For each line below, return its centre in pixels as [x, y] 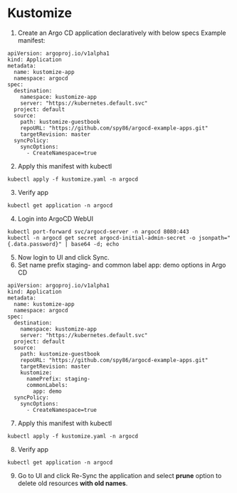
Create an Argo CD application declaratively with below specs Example [122, 33]
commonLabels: [47, 385]
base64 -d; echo [95, 244]
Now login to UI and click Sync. [63, 257]
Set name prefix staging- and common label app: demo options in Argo [122, 265]
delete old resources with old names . [73, 483]
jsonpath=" [215, 238]
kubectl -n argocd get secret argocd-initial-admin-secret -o [101, 238]
